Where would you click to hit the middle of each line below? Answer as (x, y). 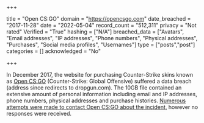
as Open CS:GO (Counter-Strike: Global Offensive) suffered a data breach (99, 81)
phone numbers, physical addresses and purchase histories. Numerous (96, 100)
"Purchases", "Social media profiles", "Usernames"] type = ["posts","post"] (101, 44)
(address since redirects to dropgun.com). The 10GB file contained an (94, 88)
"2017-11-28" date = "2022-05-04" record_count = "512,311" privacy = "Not (101, 25)
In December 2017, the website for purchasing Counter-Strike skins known (100, 75)
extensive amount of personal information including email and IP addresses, (102, 94)
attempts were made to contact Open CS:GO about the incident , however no (102, 107)
